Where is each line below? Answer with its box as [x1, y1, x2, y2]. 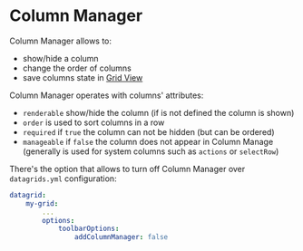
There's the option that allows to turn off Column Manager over [9, 163, 246, 174]
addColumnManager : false [73, 233, 169, 242]
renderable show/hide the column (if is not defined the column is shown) [22, 107, 295, 118]
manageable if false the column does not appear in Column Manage [22, 136, 274, 147]
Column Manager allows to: [9, 35, 112, 46]
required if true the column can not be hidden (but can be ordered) [22, 126, 275, 137]
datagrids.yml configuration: [9, 173, 117, 184]
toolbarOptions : [57, 224, 120, 234]
